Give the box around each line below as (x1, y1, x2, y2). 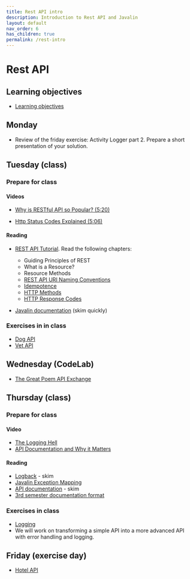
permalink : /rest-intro (6, 37, 66, 43)
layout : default (6, 20, 47, 26)
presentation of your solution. (14, 142, 88, 149)
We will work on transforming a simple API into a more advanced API (14, 527, 185, 534)
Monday (6, 120, 38, 130)
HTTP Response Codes (23, 295, 82, 302)
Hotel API (14, 566, 38, 574)
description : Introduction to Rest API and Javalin (6, 14, 138, 20)
